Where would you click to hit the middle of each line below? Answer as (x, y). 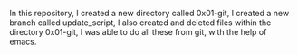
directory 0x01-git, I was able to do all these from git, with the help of (138, 32)
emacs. (23, 41)
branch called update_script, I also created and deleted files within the (140, 22)
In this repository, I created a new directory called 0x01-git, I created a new (149, 13)
